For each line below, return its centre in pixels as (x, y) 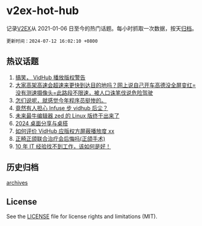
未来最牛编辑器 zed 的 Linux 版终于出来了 (67, 115)
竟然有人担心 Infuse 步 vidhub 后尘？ (62, 108)
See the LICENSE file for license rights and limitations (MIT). (82, 217)
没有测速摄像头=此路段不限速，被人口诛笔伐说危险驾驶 (84, 92)
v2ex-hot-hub (43, 11)
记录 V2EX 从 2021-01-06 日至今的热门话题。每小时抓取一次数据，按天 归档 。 (102, 28)
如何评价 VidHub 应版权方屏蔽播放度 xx (65, 131)
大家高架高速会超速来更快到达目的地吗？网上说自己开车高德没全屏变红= (106, 85)
